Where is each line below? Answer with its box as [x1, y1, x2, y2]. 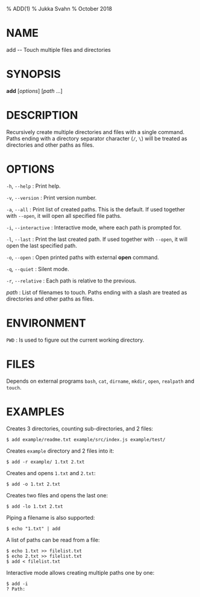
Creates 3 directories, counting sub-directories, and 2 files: [6, 425, 154, 432]
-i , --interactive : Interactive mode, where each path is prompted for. [6, 223, 182, 231]
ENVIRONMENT [6, 316, 86, 330]
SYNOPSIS [6, 68, 61, 81]
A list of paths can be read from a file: [6, 536, 100, 543]
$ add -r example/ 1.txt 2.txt [6, 459, 85, 465]
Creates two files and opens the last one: [6, 491, 108, 499]
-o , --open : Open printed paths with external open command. [6, 254, 160, 261]
